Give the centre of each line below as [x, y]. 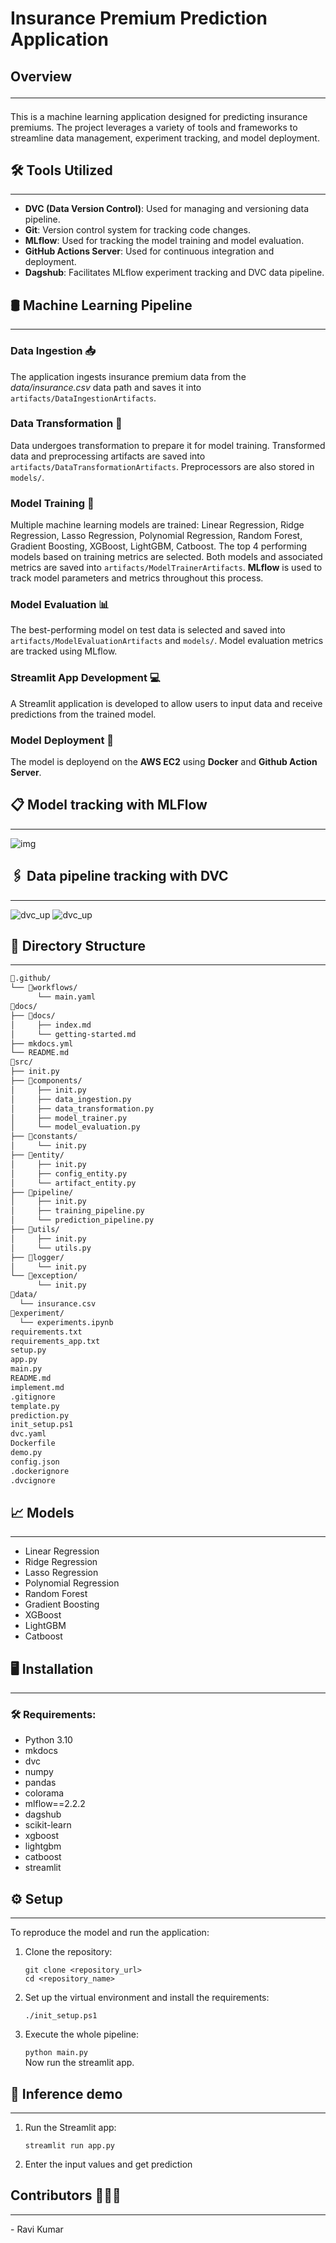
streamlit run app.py [69, 2146]
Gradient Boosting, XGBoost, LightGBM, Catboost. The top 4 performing [159, 546]
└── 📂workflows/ [44, 988]
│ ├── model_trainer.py [69, 1118]
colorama [44, 1793]
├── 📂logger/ [37, 1257]
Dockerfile [33, 1443]
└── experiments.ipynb [66, 1322]
